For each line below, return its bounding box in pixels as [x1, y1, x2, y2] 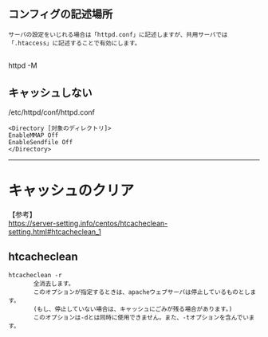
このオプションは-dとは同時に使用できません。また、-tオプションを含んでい [33, 313, 250, 321]
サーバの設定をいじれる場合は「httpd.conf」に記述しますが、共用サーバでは [8, 30, 228, 38]
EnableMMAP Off [8, 131, 59, 139]
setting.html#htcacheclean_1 [8, 226, 101, 237]
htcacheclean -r [8, 271, 62, 279]
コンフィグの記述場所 [8, 7, 113, 22]
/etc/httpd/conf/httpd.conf [8, 108, 96, 117]
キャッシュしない [8, 86, 93, 100]
